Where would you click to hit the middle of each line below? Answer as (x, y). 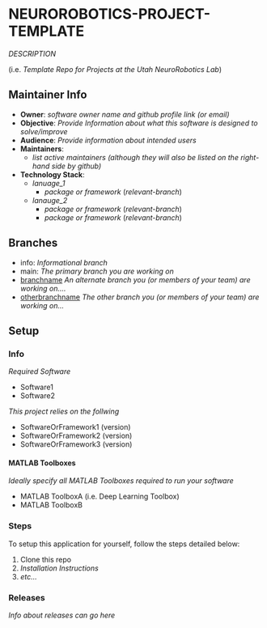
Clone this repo (45, 559)
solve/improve (44, 131)
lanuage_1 (49, 183)
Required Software (40, 371)
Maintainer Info (48, 95)
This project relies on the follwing (64, 412)
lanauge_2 (50, 200)
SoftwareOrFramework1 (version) (75, 427)
